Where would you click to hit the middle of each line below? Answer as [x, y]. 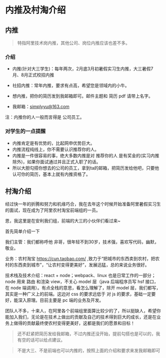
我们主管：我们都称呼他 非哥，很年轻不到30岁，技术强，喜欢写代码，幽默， [82, 242]
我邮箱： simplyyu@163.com [41, 107]
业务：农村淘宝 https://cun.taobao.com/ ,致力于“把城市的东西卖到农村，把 [80, 259]
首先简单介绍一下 [22, 231]
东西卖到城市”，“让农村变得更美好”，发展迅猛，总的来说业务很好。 [82, 265]
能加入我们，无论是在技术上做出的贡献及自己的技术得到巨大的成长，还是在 [81, 317]
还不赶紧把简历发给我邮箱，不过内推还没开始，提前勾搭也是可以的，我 [89, 334]
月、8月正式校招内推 [33, 75]
